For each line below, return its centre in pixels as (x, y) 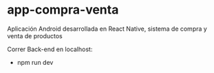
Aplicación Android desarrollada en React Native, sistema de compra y (107, 29)
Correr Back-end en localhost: (50, 49)
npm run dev (35, 62)
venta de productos (35, 35)
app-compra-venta (63, 10)
